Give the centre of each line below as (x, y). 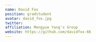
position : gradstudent (28, 14)
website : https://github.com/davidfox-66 (48, 32)
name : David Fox (22, 9)
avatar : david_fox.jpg (28, 18)
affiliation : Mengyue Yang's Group (42, 28)
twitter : (14, 23)
